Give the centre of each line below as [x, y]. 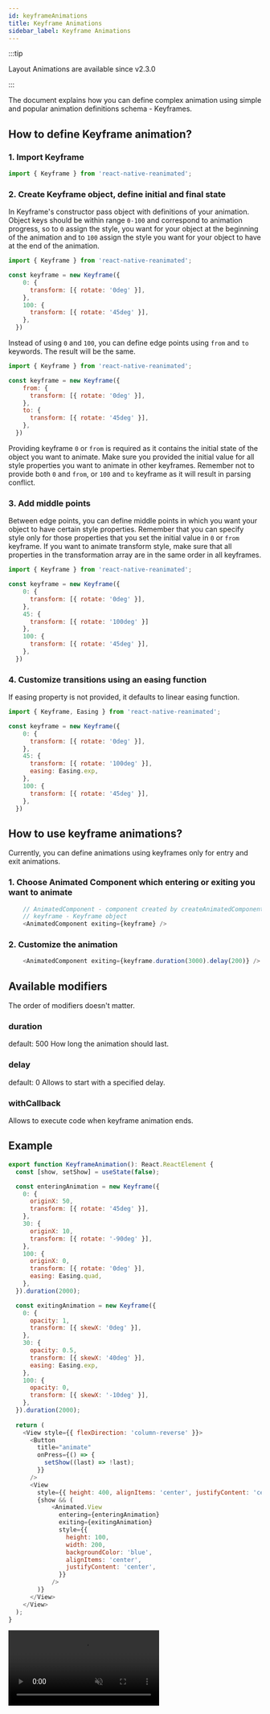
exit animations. [35, 862]
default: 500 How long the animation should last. [89, 1044]
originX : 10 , [51, 1231]
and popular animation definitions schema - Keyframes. [100, 109]
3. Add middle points [49, 503]
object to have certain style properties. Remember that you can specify [126, 529]
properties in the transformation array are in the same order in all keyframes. [135, 555]
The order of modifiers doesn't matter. [72, 1006]
